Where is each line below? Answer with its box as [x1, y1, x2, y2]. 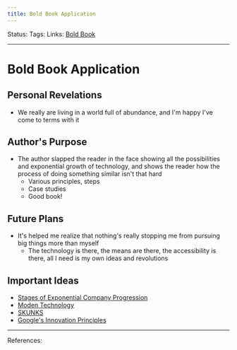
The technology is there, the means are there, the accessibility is [28, 247, 217, 255]
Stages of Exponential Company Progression [17, 293, 148, 302]
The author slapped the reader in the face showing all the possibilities [17, 155, 221, 163]
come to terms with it [17, 115, 80, 124]
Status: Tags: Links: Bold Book [7, 30, 96, 38]
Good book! [28, 192, 63, 201]
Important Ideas [7, 274, 79, 286]
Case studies [28, 185, 66, 193]
